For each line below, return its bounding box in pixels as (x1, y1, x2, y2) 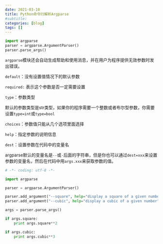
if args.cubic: (5, 229, 36, 234)
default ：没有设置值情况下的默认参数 (5, 74, 80, 79)
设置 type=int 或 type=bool (5, 111, 55, 116)
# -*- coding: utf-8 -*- (5, 168, 55, 173)
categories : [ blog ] (5, 20, 45, 26)
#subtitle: (5, 16, 27, 21)
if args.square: (5, 216, 38, 221)
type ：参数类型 (5, 94, 35, 100)
